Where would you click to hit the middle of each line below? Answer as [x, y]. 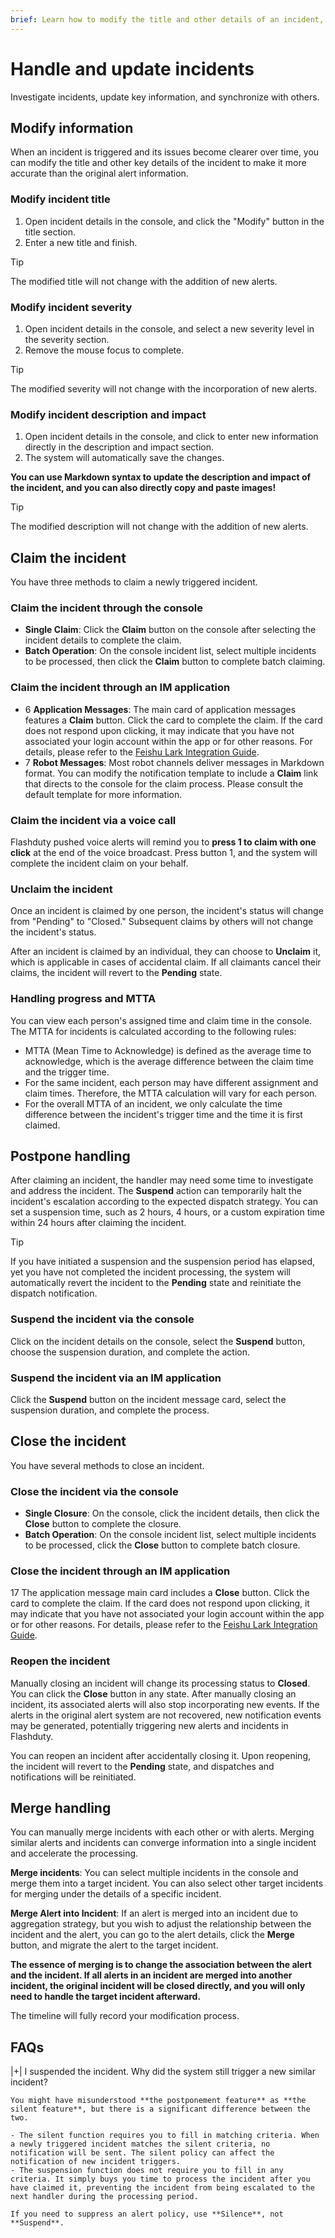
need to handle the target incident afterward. [106, 1997]
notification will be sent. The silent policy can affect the [142, 2153]
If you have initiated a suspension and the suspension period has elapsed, [163, 1262]
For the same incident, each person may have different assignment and [171, 1082]
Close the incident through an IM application [120, 1571]
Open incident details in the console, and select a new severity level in [169, 328]
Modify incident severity [71, 307]
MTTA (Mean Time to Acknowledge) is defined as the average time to [168, 1050]
